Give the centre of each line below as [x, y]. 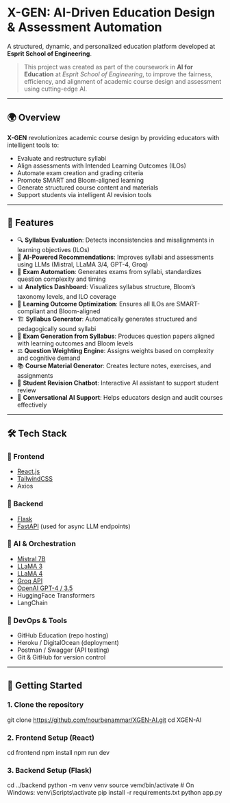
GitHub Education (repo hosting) [63, 635]
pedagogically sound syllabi [56, 328]
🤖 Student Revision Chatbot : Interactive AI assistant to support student [118, 383]
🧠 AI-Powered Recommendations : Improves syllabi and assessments [115, 257]
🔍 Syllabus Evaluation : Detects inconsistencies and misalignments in [115, 240]
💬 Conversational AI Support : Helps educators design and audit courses [120, 397]
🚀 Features [30, 223]
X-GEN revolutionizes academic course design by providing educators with [113, 137]
